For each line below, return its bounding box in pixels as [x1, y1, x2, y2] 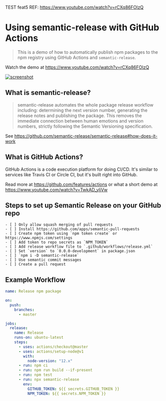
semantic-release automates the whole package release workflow [17, 102, 153, 108]
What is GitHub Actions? [5, 153, 83, 161]
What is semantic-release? [5, 88, 91, 97]
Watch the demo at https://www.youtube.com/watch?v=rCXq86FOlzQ [5, 64, 149, 70]
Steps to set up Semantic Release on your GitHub [5, 201, 161, 210]
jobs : [5, 321, 16, 326]
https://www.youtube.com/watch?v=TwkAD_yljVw [5, 186, 108, 192]
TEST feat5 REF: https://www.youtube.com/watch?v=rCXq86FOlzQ [5, 5, 144, 10]
